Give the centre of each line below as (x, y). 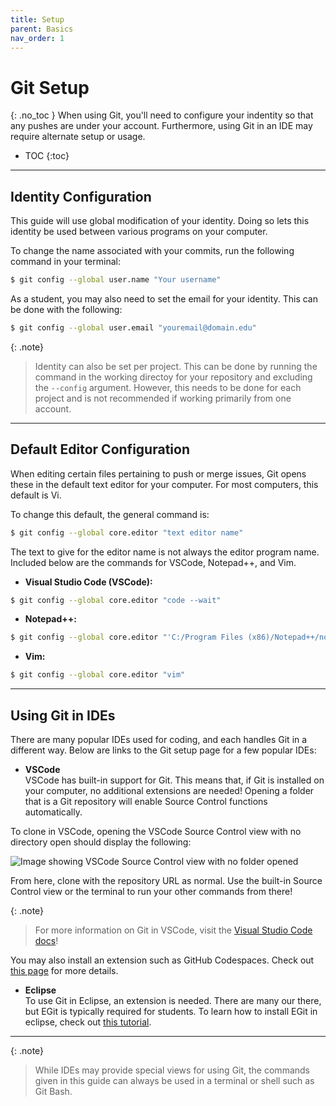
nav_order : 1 (37, 38)
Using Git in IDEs (63, 715)
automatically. (53, 812)
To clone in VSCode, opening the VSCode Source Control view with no (156, 831)
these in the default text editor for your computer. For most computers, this (164, 484)
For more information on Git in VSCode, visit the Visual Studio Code (173, 930)
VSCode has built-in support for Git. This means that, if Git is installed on (174, 780)
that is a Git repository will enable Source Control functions (146, 801)
